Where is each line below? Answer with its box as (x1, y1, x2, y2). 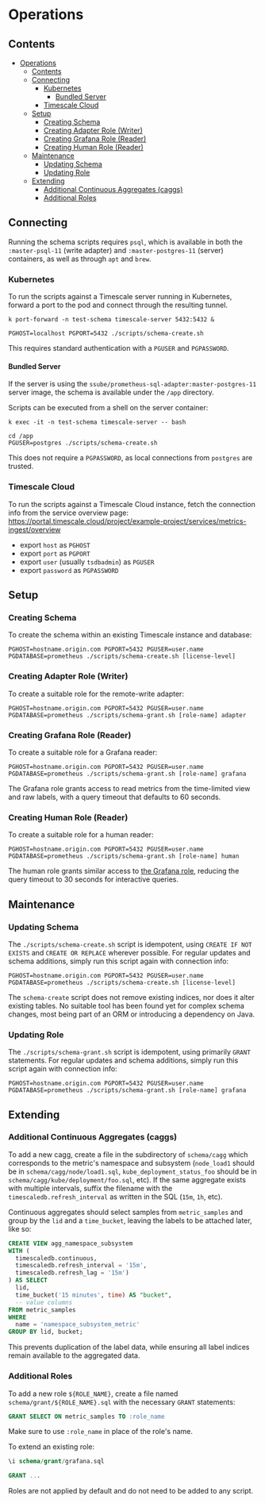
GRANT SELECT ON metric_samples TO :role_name (8, 1413, 165, 1420)
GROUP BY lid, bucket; (8, 1328, 83, 1336)
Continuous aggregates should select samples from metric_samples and (8, 1207, 244, 1217)
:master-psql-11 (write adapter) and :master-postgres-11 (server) (8, 245, 224, 255)
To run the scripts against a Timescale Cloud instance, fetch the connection (8, 499, 255, 509)
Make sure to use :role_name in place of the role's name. (8, 1427, 193, 1436)
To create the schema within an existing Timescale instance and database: (8, 630, 252, 640)
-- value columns (15, 1298, 73, 1306)
